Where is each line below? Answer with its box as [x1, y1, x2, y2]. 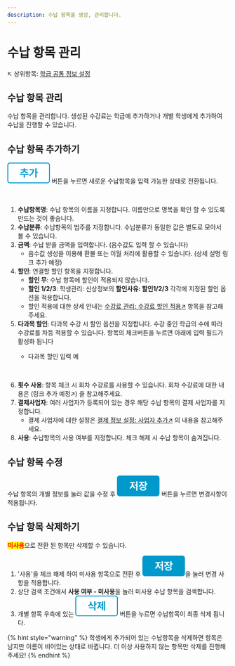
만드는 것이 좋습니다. [17, 214, 74, 223]
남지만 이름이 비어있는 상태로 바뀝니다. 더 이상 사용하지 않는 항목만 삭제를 [7, 642, 208, 651]
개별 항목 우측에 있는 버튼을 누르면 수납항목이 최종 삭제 [17, 609, 212, 618]
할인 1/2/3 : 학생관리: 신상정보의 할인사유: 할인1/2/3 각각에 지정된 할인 [27, 285, 220, 293]
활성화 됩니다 [17, 338, 54, 346]
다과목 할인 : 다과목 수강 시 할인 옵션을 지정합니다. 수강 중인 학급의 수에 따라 [17, 320, 223, 328]
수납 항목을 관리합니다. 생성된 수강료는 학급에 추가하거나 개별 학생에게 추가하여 [7, 112, 223, 120]
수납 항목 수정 [7, 456, 63, 468]
